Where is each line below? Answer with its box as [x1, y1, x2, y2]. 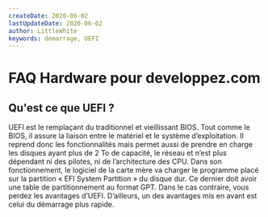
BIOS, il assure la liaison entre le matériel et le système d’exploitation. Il [8, 131, 244, 141]
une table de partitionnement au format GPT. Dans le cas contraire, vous [8, 182, 249, 192]
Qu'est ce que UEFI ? [8, 101, 115, 115]
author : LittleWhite [8, 27, 78, 35]
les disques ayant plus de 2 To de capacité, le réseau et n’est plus [8, 148, 228, 158]
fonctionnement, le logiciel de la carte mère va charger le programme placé [8, 165, 259, 175]
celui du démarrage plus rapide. [8, 199, 115, 210]
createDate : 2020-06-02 [8, 11, 89, 20]
